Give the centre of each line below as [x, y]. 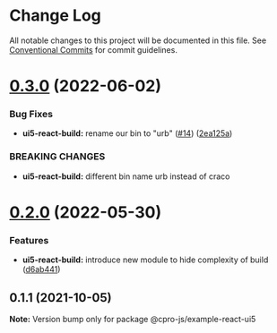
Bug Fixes [31, 115]
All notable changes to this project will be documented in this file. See [138, 40]
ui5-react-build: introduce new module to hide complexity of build [145, 260]
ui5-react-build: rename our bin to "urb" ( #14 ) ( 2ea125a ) [127, 133]
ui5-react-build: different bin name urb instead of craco [126, 176]
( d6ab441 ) [41, 269]
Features [29, 240]
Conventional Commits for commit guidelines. [93, 49]
